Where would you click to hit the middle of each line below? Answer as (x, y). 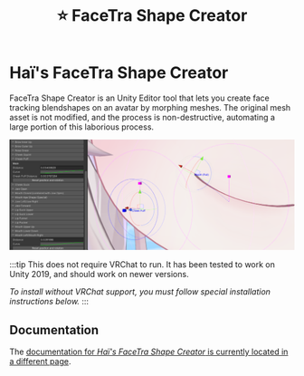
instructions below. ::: (49, 302)
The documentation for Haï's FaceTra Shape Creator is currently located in (149, 352)
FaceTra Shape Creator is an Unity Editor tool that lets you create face (139, 98)
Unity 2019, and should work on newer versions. (99, 275)
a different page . (40, 362)
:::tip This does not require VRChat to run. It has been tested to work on (142, 265)
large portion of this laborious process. (82, 127)
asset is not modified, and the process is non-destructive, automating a (142, 117)
